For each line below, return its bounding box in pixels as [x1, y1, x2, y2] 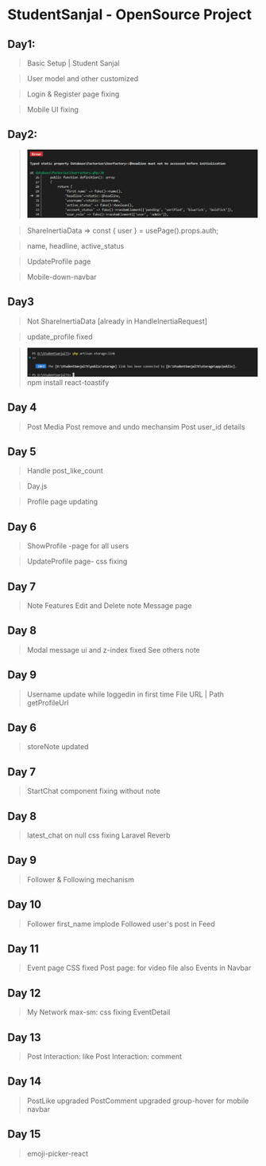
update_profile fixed [26, 332, 93, 341]
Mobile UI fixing [26, 105, 79, 114]
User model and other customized [26, 74, 139, 83]
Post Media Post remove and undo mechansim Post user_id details [26, 422, 245, 431]
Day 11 [7, 942, 39, 956]
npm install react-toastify [26, 377, 110, 387]
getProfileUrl [26, 697, 69, 707]
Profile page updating [26, 497, 98, 507]
